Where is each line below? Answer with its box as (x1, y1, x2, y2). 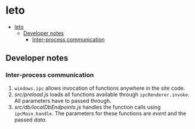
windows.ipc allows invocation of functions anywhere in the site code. (14, 84, 185, 92)
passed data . (14, 116, 47, 123)
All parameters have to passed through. (14, 97, 112, 104)
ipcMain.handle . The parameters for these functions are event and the (14, 109, 187, 117)
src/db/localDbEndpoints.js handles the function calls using (14, 103, 161, 111)
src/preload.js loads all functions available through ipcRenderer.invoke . (14, 90, 190, 98)
